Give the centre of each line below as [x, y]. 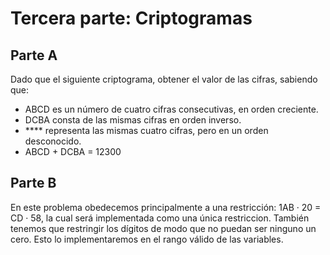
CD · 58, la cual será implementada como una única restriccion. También [160, 218]
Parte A [34, 55]
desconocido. [53, 141]
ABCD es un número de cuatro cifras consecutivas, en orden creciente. [171, 109]
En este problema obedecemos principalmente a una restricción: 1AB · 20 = [166, 207]
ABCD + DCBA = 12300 [73, 151]
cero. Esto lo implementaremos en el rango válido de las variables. [147, 239]
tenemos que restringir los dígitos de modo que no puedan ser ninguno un [163, 228]
